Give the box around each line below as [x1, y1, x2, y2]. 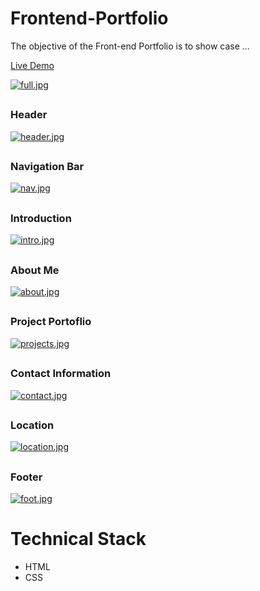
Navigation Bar [10, 160, 85, 174]
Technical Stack [10, 528, 147, 551]
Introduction [10, 211, 72, 225]
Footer [10, 470, 43, 484]
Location [10, 418, 55, 432]
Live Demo [10, 59, 55, 71]
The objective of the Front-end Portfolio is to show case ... [10, 40, 250, 52]
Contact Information [10, 367, 112, 381]
